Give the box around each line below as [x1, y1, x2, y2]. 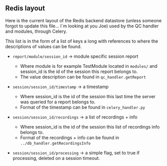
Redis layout [5, 4, 46, 13]
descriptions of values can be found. [5, 43, 82, 50]
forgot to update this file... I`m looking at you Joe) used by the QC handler [5, 23, 159, 29]
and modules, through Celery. [5, 28, 67, 34]
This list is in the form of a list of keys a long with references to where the [5, 38, 158, 44]
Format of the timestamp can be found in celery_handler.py [20, 104, 145, 110]
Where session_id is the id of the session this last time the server [20, 93, 156, 99]
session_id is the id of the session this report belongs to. [20, 68, 138, 74]
